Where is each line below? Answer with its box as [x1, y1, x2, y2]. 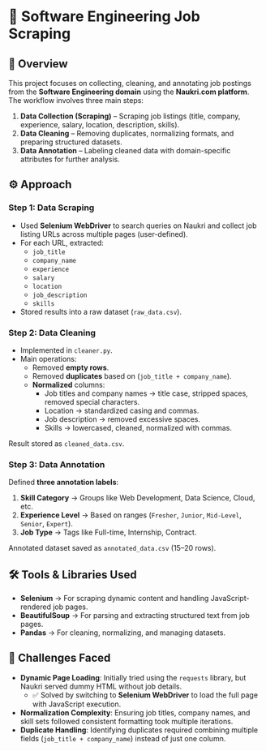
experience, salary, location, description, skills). [19, 120, 180, 129]
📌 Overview [8, 57, 68, 71]
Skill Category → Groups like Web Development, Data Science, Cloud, [19, 493, 255, 503]
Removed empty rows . [32, 363, 109, 372]
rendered [19, 602, 51, 612]
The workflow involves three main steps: [8, 96, 144, 105]
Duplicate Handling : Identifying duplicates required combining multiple [19, 725, 259, 735]
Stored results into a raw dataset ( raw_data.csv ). [19, 307, 182, 316]
